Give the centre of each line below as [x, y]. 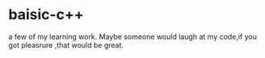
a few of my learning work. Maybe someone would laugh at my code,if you [132, 37]
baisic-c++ [46, 15]
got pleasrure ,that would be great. [66, 44]
